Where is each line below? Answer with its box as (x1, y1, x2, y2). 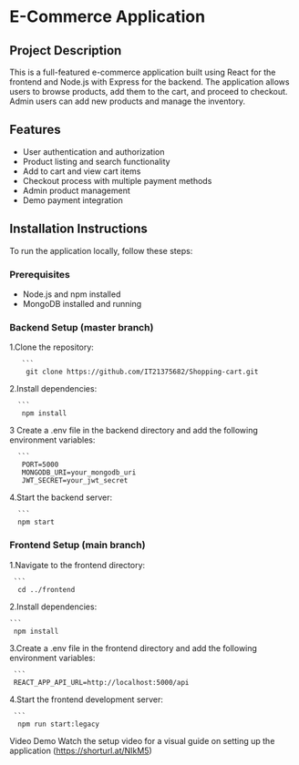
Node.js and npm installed (22, 289, 121, 300)
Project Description (9, 43, 122, 58)
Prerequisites (9, 268, 70, 280)
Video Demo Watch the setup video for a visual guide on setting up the (9, 735, 275, 746)
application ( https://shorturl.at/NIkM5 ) (9, 745, 152, 756)
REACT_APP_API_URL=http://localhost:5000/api (13, 678, 190, 687)
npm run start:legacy (17, 719, 100, 729)
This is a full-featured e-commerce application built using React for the (9, 66, 276, 77)
